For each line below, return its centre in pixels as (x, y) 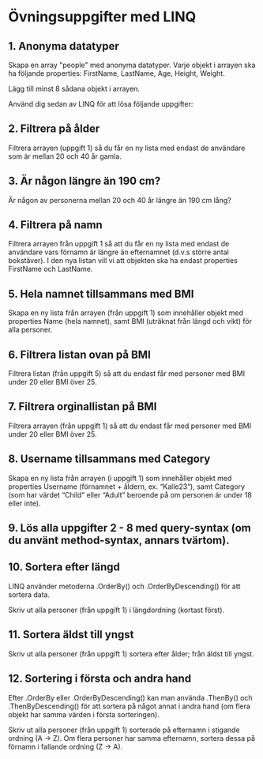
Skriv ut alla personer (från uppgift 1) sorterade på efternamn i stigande (124, 730)
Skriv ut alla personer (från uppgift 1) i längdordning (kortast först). (116, 610)
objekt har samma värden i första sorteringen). (84, 714)
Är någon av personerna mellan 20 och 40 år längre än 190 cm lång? (120, 200)
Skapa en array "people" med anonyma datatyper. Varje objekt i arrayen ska (132, 65)
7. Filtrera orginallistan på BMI (83, 407)
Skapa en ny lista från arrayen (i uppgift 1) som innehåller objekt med (120, 478)
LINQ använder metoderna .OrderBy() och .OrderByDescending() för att (124, 586)
